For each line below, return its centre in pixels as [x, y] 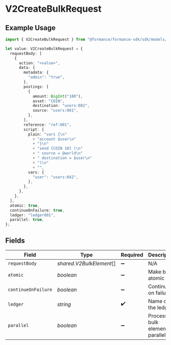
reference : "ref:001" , [48, 125]
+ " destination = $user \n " [62, 158]
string [64, 304]
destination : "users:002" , [61, 106]
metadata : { [36, 73]
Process [158, 316]
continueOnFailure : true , [37, 210]
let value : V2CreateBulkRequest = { [44, 49]
